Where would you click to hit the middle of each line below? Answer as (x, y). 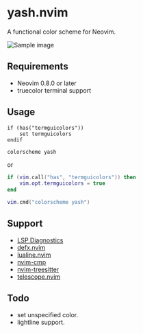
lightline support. (41, 322)
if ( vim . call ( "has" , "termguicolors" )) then (71, 177)
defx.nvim (31, 247)
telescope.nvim (39, 277)
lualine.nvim (34, 255)
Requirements (38, 67)
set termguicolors (45, 134)
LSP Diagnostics (40, 240)
